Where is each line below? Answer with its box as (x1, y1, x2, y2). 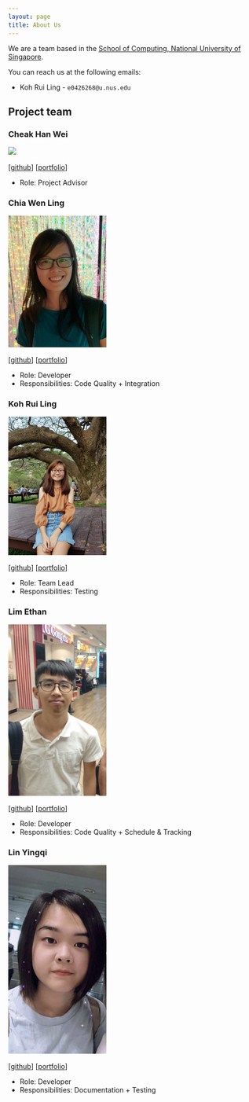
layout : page (8, 13, 51, 20)
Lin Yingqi (8, 847, 48, 858)
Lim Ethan (8, 606, 47, 617)
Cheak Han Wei (8, 128, 68, 139)
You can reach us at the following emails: (8, 67, 141, 76)
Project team (8, 105, 72, 118)
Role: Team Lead (19, 579, 75, 588)
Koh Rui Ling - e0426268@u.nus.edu (19, 83, 131, 92)
